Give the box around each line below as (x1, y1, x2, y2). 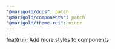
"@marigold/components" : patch (6, 14, 85, 20)
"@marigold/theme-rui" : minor (6, 20, 83, 26)
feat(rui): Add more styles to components (6, 36, 110, 44)
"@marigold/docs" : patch (6, 8, 69, 15)
